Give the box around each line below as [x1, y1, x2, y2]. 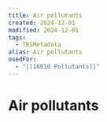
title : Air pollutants [8, 11, 83, 20]
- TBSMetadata [15, 41, 61, 49]
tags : [8, 33, 26, 42]
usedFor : [8, 56, 37, 64]
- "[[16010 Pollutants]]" [15, 63, 101, 71]
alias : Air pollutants [8, 48, 83, 56]
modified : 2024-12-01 [8, 26, 79, 34]
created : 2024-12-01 [8, 19, 76, 27]
